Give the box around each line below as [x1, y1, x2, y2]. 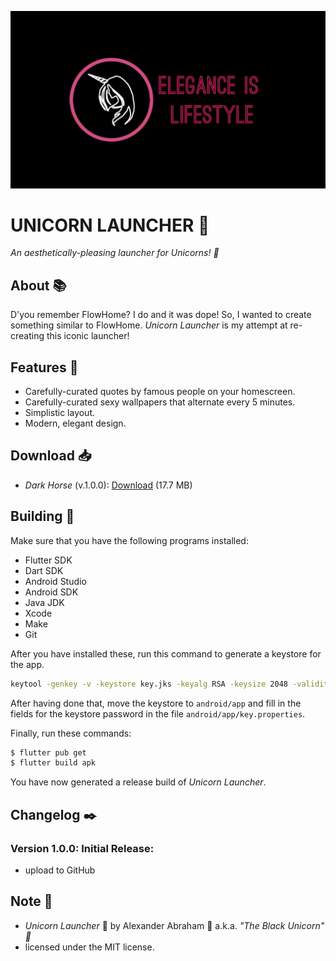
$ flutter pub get [10, 747, 87, 758]
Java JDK [24, 596, 65, 608]
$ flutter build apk [10, 758, 97, 768]
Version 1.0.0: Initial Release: [10, 841, 155, 855]
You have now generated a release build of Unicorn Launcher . [10, 776, 267, 788]
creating [10, 330, 45, 342]
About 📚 [10, 277, 67, 294]
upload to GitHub [24, 864, 96, 876]
